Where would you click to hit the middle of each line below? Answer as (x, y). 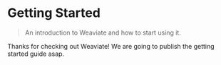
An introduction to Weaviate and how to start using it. (103, 32)
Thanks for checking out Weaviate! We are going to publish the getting (111, 46)
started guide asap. (36, 54)
